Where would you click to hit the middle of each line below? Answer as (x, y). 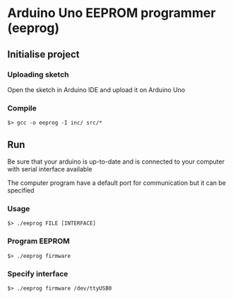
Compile (22, 108)
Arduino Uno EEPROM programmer (112, 13)
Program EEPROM (39, 241)
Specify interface (38, 273)
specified (21, 190)
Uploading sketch (38, 74)
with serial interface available (50, 169)
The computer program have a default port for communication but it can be (117, 183)
